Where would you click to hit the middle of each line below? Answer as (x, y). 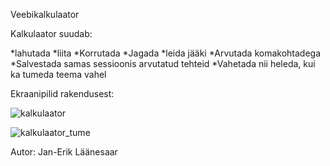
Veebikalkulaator (45, 14)
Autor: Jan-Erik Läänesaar (64, 152)
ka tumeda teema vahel (58, 74)
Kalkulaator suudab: (51, 33)
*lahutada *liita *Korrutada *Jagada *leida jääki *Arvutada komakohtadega (166, 53)
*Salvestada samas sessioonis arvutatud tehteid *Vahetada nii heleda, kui (163, 63)
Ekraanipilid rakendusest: (62, 93)
